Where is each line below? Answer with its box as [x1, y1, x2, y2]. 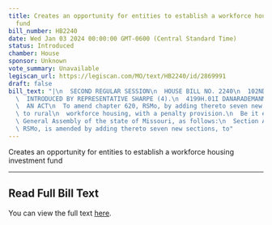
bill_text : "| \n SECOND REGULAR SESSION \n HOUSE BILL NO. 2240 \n [8, 87, 241, 96]
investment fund [8, 155, 63, 165]
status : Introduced [8, 42, 74, 50]
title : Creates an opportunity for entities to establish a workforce [8, 11, 252, 20]
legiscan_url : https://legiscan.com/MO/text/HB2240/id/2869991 [8, 72, 227, 80]
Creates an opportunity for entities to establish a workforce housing [8, 146, 235, 156]
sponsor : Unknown [8, 57, 67, 66]
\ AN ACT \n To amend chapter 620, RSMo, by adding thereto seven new [15, 102, 263, 110]
